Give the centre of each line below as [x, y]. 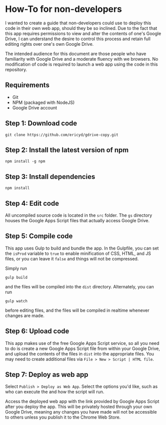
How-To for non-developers [64, 9]
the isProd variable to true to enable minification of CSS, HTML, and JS [78, 253]
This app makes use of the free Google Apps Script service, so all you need [82, 343]
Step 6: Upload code [37, 331]
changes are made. [25, 315]
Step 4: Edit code [32, 203]
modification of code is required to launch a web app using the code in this [82, 64]
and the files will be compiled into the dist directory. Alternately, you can [80, 286]
